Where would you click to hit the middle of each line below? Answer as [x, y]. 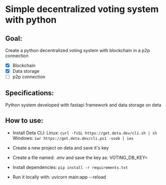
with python [31, 20]
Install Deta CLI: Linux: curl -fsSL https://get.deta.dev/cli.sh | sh [85, 133]
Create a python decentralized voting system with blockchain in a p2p [77, 50]
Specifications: [30, 93]
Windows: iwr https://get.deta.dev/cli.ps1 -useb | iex [73, 138]
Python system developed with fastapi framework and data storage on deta [84, 105]
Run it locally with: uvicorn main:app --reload [59, 177]
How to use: [24, 121]
